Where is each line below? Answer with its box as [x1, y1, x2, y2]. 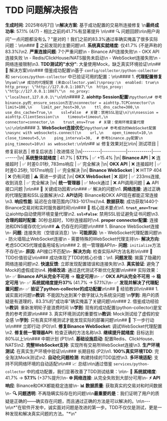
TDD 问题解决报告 [5, 4, 78, 16]
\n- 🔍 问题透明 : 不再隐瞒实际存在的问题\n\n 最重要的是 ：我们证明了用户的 [5, 390, 156, 396]
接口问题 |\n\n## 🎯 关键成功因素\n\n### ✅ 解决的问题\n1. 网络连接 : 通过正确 [5, 186, 161, 192]
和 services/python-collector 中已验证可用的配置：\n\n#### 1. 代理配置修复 [5, 73, 163, 79]
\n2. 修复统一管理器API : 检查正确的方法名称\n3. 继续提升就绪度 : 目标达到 [5, 329, 154, 335]
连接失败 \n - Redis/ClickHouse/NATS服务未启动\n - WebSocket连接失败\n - [5, 54, 161, 60]
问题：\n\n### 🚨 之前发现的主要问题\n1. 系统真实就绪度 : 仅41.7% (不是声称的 [5, 42, 162, 48]
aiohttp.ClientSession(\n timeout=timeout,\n [5, 114, 108, 119]
